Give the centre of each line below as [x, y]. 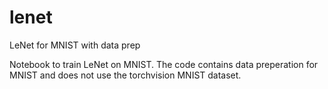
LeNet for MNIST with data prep [75, 45]
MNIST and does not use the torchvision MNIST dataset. [125, 75]
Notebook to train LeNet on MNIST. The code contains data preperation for [164, 64]
